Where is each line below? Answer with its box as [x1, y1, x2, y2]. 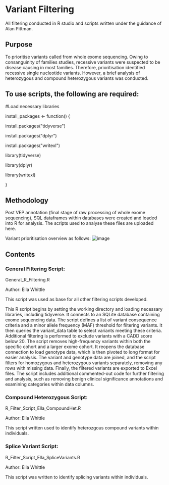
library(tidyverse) [5, 152, 41, 158]
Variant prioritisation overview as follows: [5, 235, 91, 241]
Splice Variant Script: [5, 443, 59, 450]
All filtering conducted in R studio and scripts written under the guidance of [5, 20, 162, 26]
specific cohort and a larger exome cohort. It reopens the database [5, 344, 145, 350]
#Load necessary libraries [5, 103, 60, 109]
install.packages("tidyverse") [5, 123, 66, 129]
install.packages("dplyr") [5, 132, 57, 138]
